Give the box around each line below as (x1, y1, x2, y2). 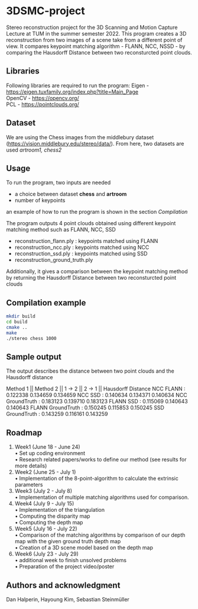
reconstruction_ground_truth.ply (14, 257, 93, 264)
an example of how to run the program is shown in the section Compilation (6, 209, 188, 216)
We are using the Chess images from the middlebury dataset (6, 133, 154, 140)
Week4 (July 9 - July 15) (14, 500, 74, 507)
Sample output (6, 351, 62, 362)
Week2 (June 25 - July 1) (14, 469, 76, 476)
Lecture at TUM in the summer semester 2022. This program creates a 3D (6, 30, 187, 37)
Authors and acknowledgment (6, 580, 121, 590)
